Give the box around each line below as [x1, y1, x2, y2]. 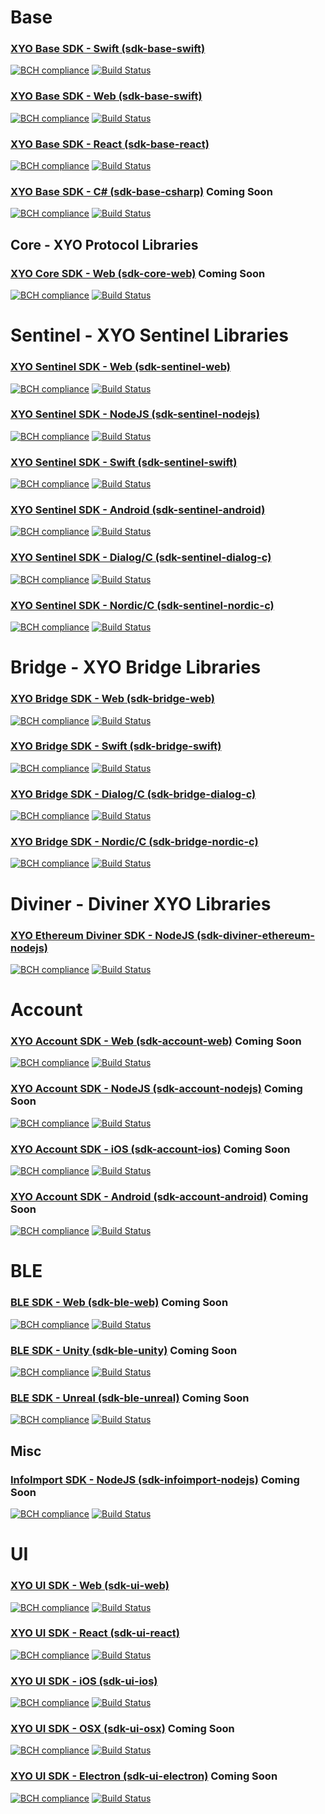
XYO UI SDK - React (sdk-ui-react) [10, 1626, 180, 1640]
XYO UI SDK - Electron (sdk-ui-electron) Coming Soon [10, 1769, 278, 1783]
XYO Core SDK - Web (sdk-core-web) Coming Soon [10, 266, 266, 280]
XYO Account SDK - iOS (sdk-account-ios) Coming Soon [10, 1142, 291, 1156]
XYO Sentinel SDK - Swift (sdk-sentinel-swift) [10, 455, 238, 469]
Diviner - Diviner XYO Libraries [10, 892, 272, 915]
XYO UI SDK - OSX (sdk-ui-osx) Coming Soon [10, 1722, 235, 1736]
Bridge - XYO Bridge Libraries [10, 656, 262, 679]
